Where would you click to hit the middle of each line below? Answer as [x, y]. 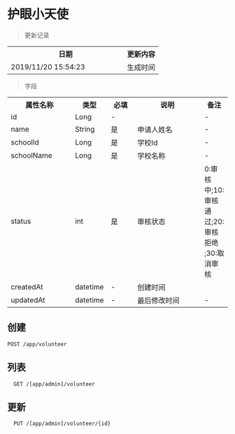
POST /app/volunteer [37, 344]
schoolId [25, 142]
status [21, 221]
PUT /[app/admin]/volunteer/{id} [62, 424]
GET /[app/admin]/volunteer [55, 384]
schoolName [31, 155]
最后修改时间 [158, 300]
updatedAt [28, 300]
